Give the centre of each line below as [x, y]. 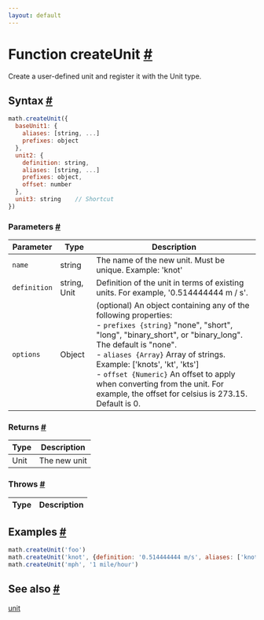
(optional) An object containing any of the [173, 306]
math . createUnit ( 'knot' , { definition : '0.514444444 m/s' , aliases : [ [125, 558]
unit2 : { [29, 155]
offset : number [47, 185]
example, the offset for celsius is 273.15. [172, 394]
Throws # [27, 484]
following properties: [134, 315]
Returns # [27, 427]
